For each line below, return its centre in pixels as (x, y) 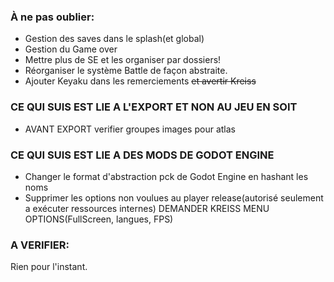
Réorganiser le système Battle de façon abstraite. (126, 71)
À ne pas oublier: (52, 17)
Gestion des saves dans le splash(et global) (114, 39)
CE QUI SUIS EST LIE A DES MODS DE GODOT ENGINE (142, 155)
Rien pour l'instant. (49, 267)
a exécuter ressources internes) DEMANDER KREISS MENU (147, 208)
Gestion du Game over (71, 49)
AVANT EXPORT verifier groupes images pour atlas (130, 129)
